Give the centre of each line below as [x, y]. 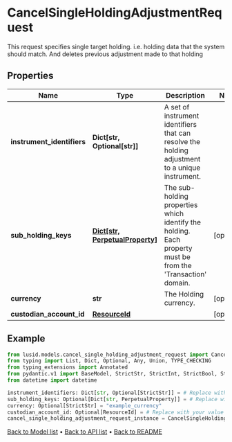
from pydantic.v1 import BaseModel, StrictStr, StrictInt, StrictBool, [112, 374]
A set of [177, 107]
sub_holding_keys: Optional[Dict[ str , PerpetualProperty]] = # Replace [112, 399]
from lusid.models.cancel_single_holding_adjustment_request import [108, 355]
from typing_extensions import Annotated [68, 368]
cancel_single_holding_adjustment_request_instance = [86, 418]
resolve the [182, 141]
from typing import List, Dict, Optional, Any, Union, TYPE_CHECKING [109, 361]
